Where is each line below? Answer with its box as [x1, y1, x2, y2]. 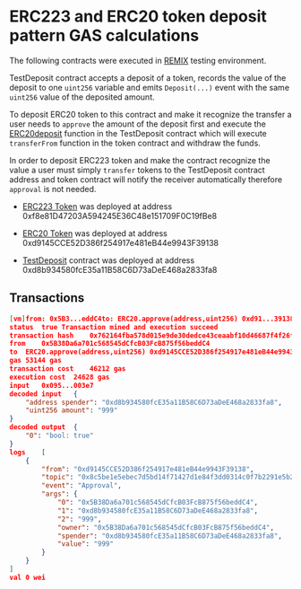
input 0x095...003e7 [9, 381, 94, 390]
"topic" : [41, 473, 74, 482]
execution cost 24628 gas [9, 373, 110, 382]
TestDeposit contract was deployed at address [21, 254, 195, 266]
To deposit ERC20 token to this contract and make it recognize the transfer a [9, 109, 292, 119]
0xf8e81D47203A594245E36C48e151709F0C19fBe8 [21, 210, 218, 221]
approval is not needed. [9, 183, 97, 194]
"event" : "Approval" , [41, 481, 123, 490]
